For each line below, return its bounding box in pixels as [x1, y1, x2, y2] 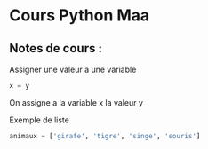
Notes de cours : [9, 41, 102, 56]
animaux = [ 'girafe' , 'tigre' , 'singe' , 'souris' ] [9, 131, 201, 140]
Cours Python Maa [9, 5, 150, 26]
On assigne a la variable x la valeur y [9, 97, 144, 107]
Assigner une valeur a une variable [9, 64, 137, 74]
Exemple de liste [9, 114, 69, 125]
